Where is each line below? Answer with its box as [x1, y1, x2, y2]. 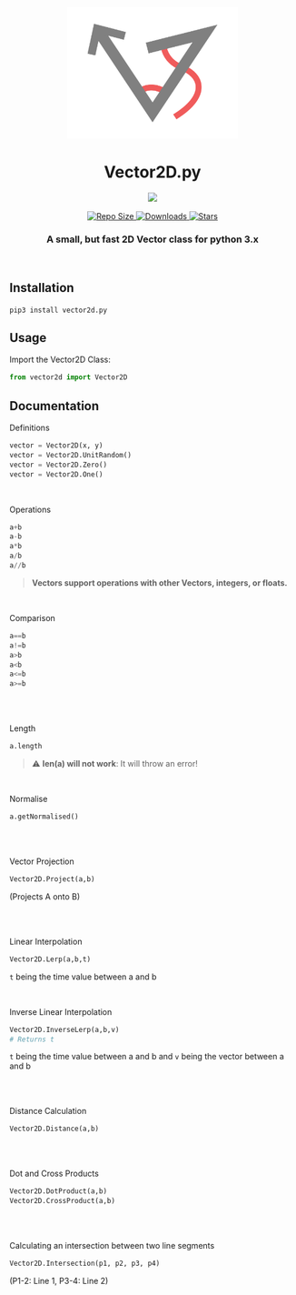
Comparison [9, 612, 56, 623]
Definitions [9, 422, 50, 434]
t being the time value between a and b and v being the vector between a [9, 1051, 284, 1062]
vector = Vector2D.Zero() [9, 460, 107, 469]
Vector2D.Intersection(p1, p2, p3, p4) [9, 1259, 161, 1269]
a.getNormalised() [9, 812, 79, 821]
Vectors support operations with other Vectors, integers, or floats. [31, 577, 288, 588]
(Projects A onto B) [9, 890, 81, 902]
